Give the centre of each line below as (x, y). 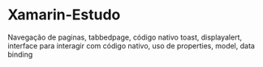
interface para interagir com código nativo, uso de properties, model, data (131, 45)
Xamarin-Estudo (64, 15)
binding (20, 54)
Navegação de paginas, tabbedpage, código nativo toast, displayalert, (125, 37)
